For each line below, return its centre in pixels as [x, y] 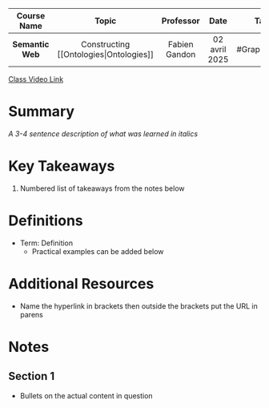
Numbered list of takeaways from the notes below [102, 188]
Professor [181, 21]
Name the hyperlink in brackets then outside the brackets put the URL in [139, 306]
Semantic [31, 44]
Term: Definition [46, 243]
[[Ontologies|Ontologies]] [106, 54]
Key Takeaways [62, 166]
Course [31, 16]
